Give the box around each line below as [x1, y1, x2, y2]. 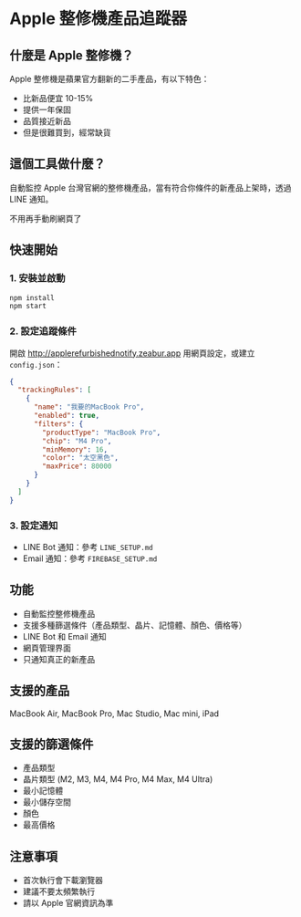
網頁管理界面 [22, 642, 71, 653]
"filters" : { [33, 419, 84, 429]
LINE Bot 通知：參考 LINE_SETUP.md [22, 541, 153, 552]
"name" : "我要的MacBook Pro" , [33, 402, 145, 412]
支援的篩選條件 [9, 736, 94, 752]
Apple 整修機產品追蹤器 [9, 8, 188, 29]
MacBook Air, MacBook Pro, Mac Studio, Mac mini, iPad [9, 708, 220, 719]
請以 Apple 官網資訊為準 [22, 898, 114, 909]
